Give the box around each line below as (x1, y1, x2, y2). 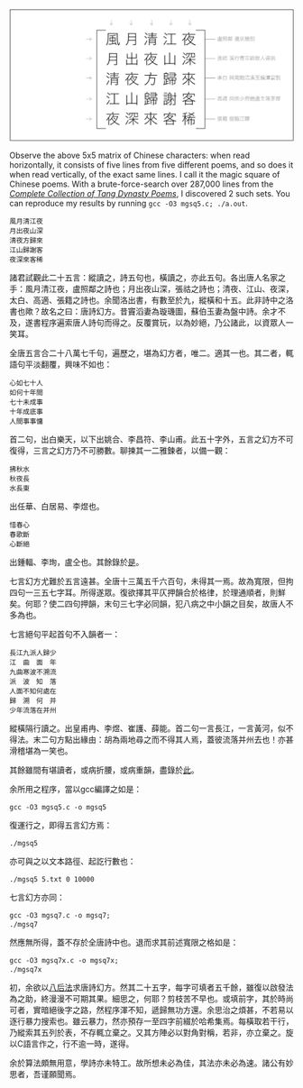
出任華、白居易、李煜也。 (9, 500, 105, 511)
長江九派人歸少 (9, 648, 57, 657)
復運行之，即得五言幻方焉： (9, 819, 113, 830)
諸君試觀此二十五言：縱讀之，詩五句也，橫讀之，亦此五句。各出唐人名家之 (9, 271, 286, 283)
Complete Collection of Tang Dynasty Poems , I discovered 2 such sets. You (9, 187, 290, 198)
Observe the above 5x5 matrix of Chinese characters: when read (9, 150, 251, 160)
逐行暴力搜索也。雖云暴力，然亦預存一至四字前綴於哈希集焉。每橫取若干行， (9, 1015, 294, 1027)
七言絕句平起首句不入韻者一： (9, 628, 120, 639)
